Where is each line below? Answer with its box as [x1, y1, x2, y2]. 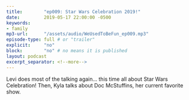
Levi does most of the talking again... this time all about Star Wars [6, 75, 168, 83]
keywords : [6, 20, 31, 26]
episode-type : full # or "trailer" [6, 37, 95, 43]
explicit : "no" [6, 43, 55, 49]
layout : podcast [6, 53, 47, 59]
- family [6, 25, 28, 32]
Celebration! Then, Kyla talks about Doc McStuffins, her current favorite [6, 81, 184, 89]
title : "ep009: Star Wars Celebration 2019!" [6, 8, 141, 15]
